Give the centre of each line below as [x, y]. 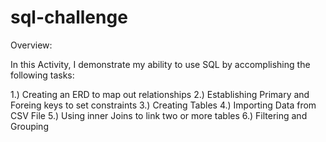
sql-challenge [69, 17]
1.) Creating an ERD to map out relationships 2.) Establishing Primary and [160, 94]
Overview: [31, 45]
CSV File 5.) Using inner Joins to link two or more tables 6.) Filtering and [159, 115]
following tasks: [42, 75]
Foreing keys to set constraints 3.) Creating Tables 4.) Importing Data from [163, 105]
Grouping [29, 126]
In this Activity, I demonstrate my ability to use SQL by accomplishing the [160, 64]
